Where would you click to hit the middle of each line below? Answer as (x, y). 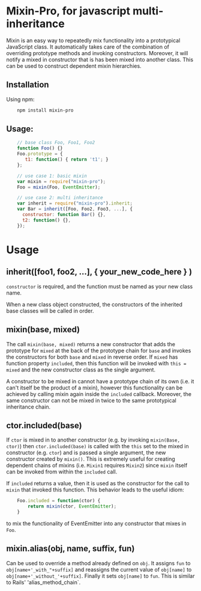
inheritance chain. (28, 407)
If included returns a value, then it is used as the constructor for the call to (98, 484)
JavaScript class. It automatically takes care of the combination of (88, 47)
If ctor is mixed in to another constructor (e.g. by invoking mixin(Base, (93, 440)
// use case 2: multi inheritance (60, 198)
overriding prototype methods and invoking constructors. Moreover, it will (97, 53)
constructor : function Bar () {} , (64, 215)
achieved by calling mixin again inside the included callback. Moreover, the (99, 394)
